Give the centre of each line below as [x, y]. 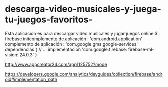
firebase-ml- [141, 49]
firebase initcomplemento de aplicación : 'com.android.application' [74, 39]
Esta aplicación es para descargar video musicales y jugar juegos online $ [81, 33]
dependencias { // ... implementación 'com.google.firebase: [66, 49]
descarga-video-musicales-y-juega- [83, 9]
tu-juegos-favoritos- [49, 20]
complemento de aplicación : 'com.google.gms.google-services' [72, 44]
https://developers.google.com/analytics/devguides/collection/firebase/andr [84, 74]
